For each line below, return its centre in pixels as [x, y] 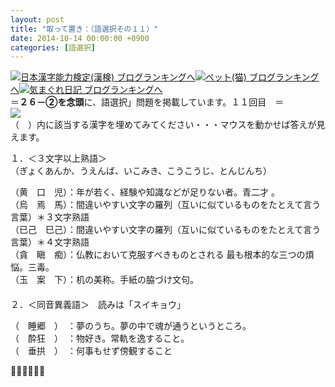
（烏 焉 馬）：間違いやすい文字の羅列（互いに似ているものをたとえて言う [166, 205]
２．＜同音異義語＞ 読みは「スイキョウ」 [98, 305]
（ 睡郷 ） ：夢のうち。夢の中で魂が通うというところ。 [131, 326]
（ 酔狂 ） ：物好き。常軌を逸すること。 [100, 338]
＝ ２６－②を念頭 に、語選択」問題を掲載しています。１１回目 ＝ [147, 102]
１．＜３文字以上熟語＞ [58, 158]
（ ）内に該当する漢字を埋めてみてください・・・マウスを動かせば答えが [163, 125]
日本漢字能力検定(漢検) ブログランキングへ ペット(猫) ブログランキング [170, 77]
